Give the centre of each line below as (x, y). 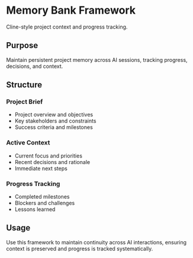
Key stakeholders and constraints (55, 121)
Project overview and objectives (54, 115)
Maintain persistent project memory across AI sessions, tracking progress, (97, 59)
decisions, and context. (35, 66)
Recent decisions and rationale (52, 162)
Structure (24, 85)
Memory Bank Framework (71, 10)
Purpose (22, 45)
